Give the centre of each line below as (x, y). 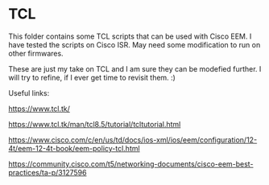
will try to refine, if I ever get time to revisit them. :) (92, 77)
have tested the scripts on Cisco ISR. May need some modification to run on (134, 44)
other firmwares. (36, 53)
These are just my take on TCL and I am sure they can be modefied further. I (135, 68)
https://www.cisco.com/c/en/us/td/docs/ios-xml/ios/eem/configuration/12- (133, 140)
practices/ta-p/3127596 (48, 172)
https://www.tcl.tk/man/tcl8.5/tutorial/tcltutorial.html (95, 124)
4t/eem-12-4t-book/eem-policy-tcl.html (74, 148)
